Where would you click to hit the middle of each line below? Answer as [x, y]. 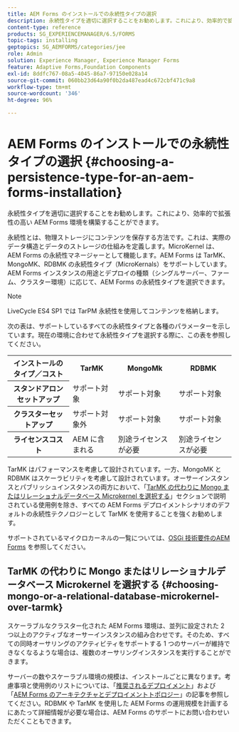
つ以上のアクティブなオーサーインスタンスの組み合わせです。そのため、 [113, 634]
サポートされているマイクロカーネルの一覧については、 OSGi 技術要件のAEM [119, 538]
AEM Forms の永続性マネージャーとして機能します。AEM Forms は [105, 255]
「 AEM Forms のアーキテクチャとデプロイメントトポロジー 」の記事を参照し [118, 694]
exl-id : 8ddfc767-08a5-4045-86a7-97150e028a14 [78, 73]
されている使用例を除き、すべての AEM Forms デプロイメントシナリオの [113, 504]
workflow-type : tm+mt [39, 87]
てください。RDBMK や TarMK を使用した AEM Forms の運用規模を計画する [118, 703]
